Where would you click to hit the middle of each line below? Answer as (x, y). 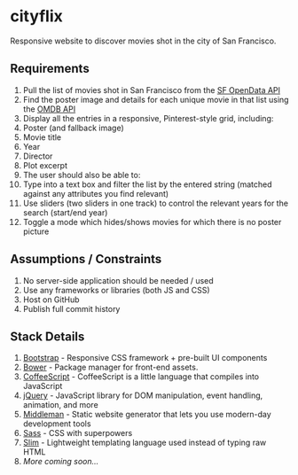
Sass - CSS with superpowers (78, 433)
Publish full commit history (71, 308)
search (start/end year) (65, 212)
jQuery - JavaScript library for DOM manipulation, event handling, (143, 395)
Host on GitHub (51, 300)
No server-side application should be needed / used (118, 280)
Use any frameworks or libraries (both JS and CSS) (117, 290)
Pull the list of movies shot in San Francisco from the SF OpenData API (152, 90)
